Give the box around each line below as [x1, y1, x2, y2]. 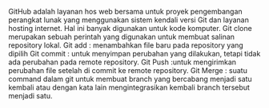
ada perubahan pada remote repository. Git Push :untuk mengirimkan [8, 57, 237, 67]
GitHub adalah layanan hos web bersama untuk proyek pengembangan [8, 7, 243, 16]
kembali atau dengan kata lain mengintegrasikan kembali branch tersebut [8, 83, 251, 92]
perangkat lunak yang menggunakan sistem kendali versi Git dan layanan [8, 15, 250, 25]
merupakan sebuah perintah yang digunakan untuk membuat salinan [8, 32, 235, 41]
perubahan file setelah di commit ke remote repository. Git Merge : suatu [8, 66, 248, 75]
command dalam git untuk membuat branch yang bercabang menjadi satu [8, 75, 252, 83]
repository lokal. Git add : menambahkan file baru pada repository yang [8, 40, 244, 50]
